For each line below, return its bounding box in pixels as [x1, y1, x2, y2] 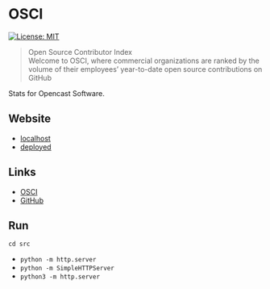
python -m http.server [19, 256, 97, 264]
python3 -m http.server [19, 273, 101, 281]
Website [8, 112, 51, 126]
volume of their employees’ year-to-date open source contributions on [27, 64, 263, 73]
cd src [8, 240, 31, 249]
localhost [19, 133, 51, 143]
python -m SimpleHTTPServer [19, 264, 114, 273]
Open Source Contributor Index [27, 47, 133, 57]
